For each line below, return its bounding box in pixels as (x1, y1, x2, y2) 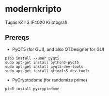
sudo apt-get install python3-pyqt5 (5, 60, 79, 65)
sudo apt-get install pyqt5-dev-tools (5, 64, 83, 69)
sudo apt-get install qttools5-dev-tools (5, 68, 90, 73)
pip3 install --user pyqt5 (5, 56, 60, 61)
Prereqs (5, 33, 30, 42)
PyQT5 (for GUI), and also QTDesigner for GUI (12, 46, 104, 52)
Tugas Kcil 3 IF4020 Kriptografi (5, 19, 68, 25)
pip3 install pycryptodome (5, 86, 60, 91)
